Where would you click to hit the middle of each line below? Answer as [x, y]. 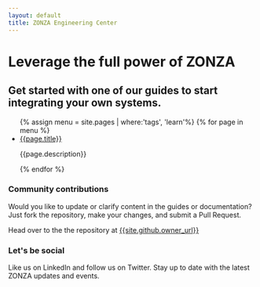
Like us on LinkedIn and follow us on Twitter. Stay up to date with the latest [129, 267]
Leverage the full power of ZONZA [122, 62]
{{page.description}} [53, 153]
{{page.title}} [40, 138]
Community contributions [59, 189]
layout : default [35, 15]
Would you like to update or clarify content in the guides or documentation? [130, 206]
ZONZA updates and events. [54, 276]
